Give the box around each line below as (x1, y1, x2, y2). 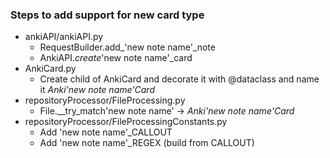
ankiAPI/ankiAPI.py (24, 31, 104, 43)
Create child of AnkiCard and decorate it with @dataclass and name (39, 73, 320, 85)
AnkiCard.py (24, 63, 77, 75)
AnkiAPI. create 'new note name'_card (39, 52, 193, 64)
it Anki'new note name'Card (39, 84, 155, 96)
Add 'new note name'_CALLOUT (39, 126, 173, 138)
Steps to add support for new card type (10, 8, 205, 22)
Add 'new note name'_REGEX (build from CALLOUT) (39, 137, 255, 149)
